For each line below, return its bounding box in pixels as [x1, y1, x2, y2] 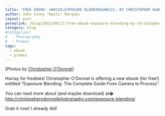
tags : [5, 44, 16, 48]
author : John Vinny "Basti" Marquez [5, 12, 80, 17]
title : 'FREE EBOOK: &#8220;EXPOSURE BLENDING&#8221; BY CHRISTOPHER [5, 7, 151, 12]
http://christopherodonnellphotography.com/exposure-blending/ [5, 96, 136, 102]
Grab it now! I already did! [5, 106, 57, 112]
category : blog [5, 25, 36, 30]
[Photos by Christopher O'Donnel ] [5, 66, 74, 72]
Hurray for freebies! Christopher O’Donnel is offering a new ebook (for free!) [5, 75, 160, 81]
